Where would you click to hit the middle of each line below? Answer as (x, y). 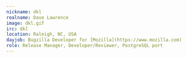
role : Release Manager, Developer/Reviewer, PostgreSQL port (85, 46)
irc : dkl (17, 29)
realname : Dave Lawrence (37, 18)
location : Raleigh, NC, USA (42, 34)
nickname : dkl (24, 12)
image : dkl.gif (25, 23)
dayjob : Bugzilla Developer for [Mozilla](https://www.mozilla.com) (94, 40)
